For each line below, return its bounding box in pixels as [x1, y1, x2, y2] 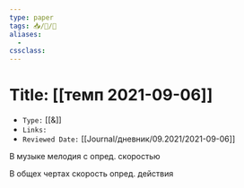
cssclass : [9, 47, 47, 56]
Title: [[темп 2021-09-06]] [9, 85, 213, 106]
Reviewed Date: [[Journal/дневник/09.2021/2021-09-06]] [22, 133, 236, 144]
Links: [22, 126, 48, 135]
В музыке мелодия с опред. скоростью [9, 151, 161, 162]
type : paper [9, 13, 54, 22]
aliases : [9, 30, 42, 38]
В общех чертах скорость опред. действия [9, 168, 174, 179]
